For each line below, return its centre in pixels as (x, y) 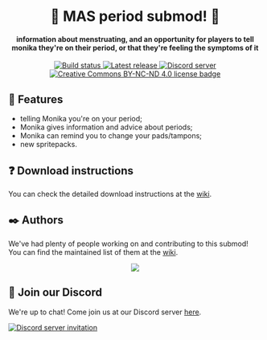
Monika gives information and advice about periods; (106, 127)
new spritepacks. (49, 145)
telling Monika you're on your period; (81, 119)
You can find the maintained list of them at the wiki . (93, 252)
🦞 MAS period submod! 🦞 (135, 16)
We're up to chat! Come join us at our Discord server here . (105, 312)
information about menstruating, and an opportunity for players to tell (135, 39)
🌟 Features (36, 99)
